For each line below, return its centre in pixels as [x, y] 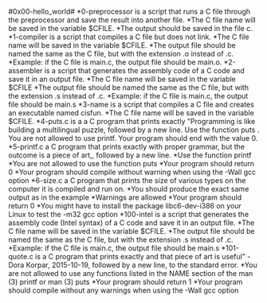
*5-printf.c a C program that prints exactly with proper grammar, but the [127, 147]
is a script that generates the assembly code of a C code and [144, 70]
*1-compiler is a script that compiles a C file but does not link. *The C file [129, 37]
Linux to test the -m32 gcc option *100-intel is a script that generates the [129, 214]
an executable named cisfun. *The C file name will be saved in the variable [132, 113]
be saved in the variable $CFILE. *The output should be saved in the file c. [130, 28]
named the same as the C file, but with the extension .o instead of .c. [121, 54]
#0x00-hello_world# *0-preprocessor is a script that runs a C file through [130, 12]
